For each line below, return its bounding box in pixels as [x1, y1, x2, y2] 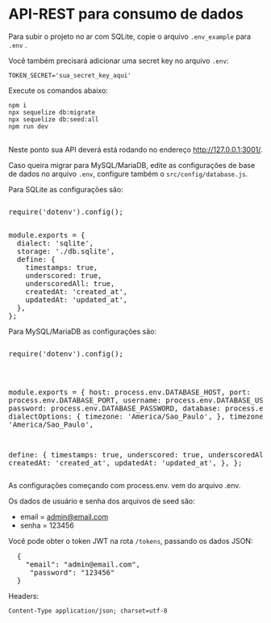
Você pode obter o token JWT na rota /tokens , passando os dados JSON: [8, 536, 253, 545]
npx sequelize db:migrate [8, 108, 95, 116]
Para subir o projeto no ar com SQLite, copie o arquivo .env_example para [8, 32, 252, 41]
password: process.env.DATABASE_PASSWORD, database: [8, 403, 222, 413]
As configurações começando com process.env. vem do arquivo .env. [8, 480, 241, 490]
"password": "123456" [29, 567, 115, 577]
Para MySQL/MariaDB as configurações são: [8, 326, 157, 336]
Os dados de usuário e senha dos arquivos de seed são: [8, 496, 195, 506]
